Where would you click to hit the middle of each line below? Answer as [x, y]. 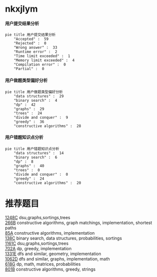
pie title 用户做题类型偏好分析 [34, 92]
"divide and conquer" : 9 [41, 117]
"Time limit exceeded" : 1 [42, 56]
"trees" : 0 [27, 170]
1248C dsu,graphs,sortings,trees [38, 217]
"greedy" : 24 [29, 179]
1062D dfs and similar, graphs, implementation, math [57, 259]
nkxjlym [21, 9]
